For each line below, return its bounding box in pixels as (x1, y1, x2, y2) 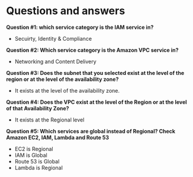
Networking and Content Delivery (14, 58, 96, 65)
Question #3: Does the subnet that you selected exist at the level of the (6, 69, 185, 76)
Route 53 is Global (14, 158, 60, 165)
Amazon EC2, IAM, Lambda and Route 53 (6, 134, 110, 141)
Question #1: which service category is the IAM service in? (6, 24, 154, 31)
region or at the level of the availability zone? (6, 76, 119, 83)
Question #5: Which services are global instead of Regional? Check (6, 127, 176, 135)
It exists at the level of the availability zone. (14, 87, 120, 94)
